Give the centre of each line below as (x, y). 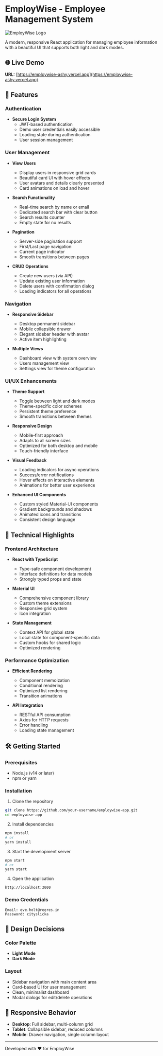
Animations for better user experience (57, 485)
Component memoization (45, 680)
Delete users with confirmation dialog (57, 286)
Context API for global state (47, 632)
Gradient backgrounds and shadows (56, 509)
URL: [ (11, 74)
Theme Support (28, 392)
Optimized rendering (40, 648)
